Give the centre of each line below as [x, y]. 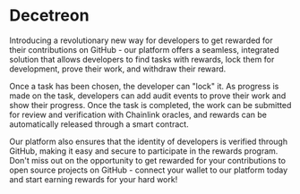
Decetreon [49, 16]
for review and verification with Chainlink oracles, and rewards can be [138, 114]
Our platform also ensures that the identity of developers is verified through [149, 141]
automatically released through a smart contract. [99, 124]
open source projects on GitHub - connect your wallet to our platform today [149, 170]
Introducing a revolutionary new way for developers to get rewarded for [141, 40]
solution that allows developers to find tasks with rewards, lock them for [142, 59]
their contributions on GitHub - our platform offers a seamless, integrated [144, 49]
